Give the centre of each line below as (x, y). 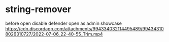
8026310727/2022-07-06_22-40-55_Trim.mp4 (54, 34)
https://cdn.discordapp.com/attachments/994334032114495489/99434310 (84, 28)
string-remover (38, 9)
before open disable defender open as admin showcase (63, 23)
